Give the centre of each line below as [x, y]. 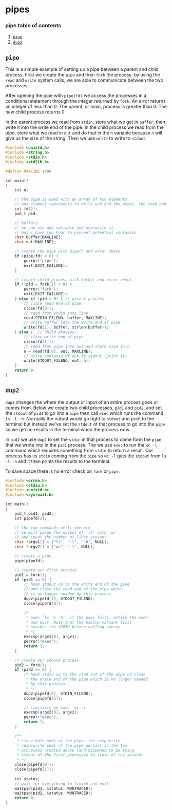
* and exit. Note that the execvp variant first [79, 622]
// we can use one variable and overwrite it [64, 228]
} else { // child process [44, 332]
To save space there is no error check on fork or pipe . [63, 471]
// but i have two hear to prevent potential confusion [76, 233]
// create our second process [47, 660]
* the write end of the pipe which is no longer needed [87, 679]
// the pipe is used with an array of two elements [71, 199]
